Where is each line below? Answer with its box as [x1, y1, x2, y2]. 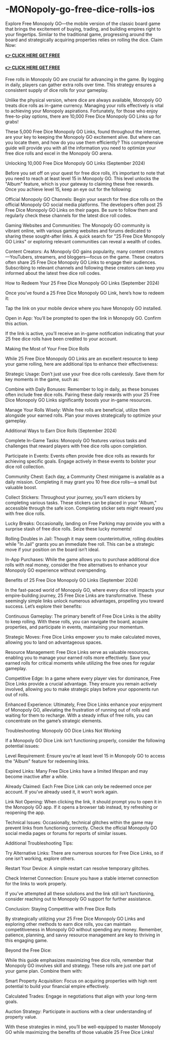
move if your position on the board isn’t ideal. [5, 546, 100, 552]
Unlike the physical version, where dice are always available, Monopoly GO [5, 97, 162, 103]
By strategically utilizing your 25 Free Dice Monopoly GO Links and [5, 916, 145, 922]
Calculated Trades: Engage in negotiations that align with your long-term [5, 993, 157, 999]
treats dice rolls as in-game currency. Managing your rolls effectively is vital [5, 102, 164, 108]
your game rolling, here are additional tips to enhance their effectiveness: [5, 361, 158, 367]
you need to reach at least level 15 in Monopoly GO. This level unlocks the [5, 175, 159, 182]
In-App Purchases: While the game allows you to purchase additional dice [5, 556, 160, 562]
